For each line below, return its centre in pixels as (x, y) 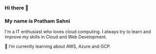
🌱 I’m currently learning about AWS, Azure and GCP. (58, 47)
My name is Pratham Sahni (37, 21)
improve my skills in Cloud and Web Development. (56, 37)
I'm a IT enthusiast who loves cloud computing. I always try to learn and (78, 32)
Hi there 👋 (17, 8)
